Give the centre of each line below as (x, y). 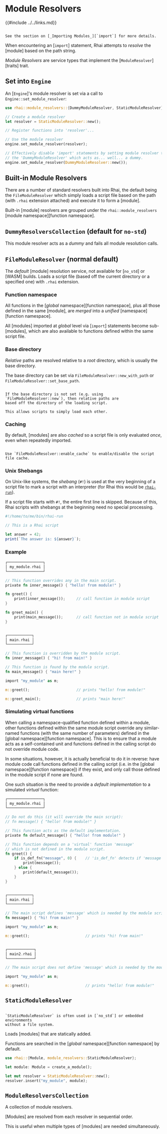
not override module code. (32, 749)
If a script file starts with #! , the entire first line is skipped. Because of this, (81, 502)
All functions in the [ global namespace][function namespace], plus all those (83, 306)
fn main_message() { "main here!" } (43, 672)
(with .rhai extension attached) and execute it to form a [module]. (73, 201)
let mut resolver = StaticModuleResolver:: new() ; (58, 1076)
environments (19, 1020)
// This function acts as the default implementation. (63, 831)
